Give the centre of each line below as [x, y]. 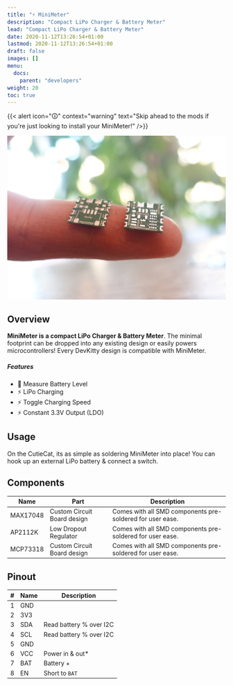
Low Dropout [68, 529]
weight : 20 [23, 88]
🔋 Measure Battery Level [52, 384]
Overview [29, 319]
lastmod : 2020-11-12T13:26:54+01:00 [60, 44]
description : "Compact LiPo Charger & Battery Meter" [87, 22]
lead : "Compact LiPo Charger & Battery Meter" [76, 29]
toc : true [21, 95]
